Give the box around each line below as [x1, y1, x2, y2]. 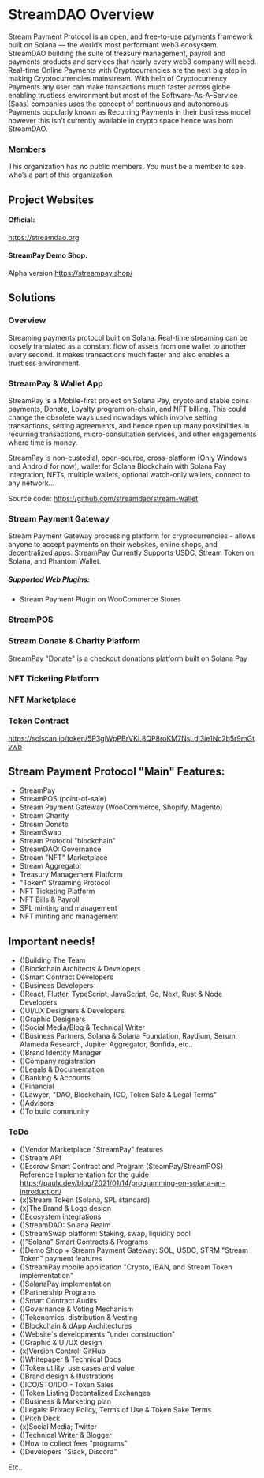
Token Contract [8, 715, 69, 726]
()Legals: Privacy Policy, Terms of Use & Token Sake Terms [19, 1404, 212, 1414]
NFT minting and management [19, 911, 119, 922]
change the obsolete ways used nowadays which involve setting [8, 413, 218, 422]
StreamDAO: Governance [19, 844, 102, 854]
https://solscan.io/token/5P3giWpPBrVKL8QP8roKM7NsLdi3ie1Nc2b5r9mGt [8, 733, 255, 743]
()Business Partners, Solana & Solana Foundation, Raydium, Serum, [19, 1031, 238, 1041]
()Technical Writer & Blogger [19, 1430, 112, 1439]
